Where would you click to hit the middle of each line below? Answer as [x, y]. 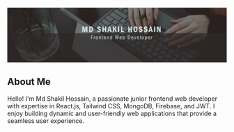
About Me [29, 82]
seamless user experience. [46, 121]
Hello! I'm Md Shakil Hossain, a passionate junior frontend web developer [112, 99]
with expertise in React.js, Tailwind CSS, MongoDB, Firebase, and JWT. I [111, 106]
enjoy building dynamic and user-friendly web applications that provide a [112, 113]
